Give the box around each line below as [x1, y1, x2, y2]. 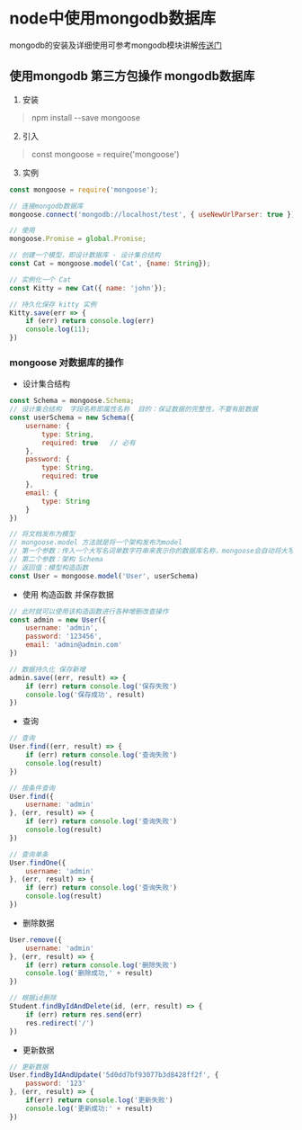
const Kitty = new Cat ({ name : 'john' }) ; [9, 283, 167, 292]
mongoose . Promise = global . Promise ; [9, 235, 147, 244]
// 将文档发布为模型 [9, 530, 75, 539]
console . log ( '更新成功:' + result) [25, 1104, 154, 1113]
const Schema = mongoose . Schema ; [9, 397, 135, 406]
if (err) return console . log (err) [25, 317, 155, 326]
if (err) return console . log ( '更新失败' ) [25, 1096, 173, 1105]
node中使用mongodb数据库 [9, 8, 217, 29]
